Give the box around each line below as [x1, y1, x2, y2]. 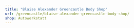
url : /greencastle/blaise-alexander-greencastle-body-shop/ [5, 11, 130, 16]
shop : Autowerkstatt [5, 16, 47, 20]
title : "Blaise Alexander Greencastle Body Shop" [5, 7, 108, 12]
